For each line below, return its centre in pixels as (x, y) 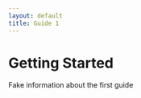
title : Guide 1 (34, 23)
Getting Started (61, 63)
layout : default (35, 16)
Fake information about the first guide (71, 85)
